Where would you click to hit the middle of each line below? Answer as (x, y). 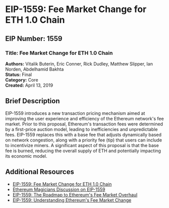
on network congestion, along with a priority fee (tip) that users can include (84, 140)
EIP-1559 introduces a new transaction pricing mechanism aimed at (75, 113)
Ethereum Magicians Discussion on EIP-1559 (59, 189)
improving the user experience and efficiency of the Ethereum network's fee (84, 118)
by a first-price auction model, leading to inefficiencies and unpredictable (81, 129)
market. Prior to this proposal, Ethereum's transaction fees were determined (84, 124)
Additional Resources (40, 172)
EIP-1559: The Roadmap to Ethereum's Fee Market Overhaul (75, 194)
